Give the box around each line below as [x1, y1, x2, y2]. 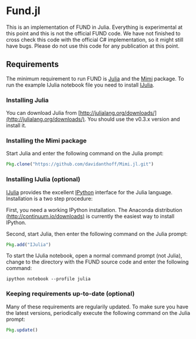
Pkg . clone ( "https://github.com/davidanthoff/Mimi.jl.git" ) [6, 161, 154, 167]
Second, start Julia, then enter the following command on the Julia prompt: [6, 230, 188, 237]
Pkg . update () [6, 327, 38, 333]
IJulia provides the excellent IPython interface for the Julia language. [6, 188, 172, 195]
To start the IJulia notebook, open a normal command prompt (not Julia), [6, 252, 182, 260]
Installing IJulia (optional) [6, 175, 81, 184]
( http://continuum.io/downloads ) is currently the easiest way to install [6, 212, 175, 220]
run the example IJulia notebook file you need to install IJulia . [6, 81, 155, 88]
